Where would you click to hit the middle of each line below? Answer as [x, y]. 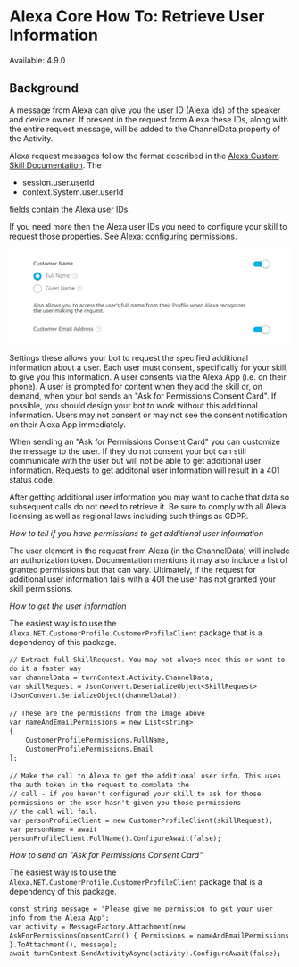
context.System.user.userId [73, 192]
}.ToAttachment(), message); [63, 945]
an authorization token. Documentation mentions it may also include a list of [149, 559]
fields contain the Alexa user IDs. [70, 209]
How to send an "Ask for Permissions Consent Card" [106, 854]
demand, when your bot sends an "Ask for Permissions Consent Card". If [143, 396]
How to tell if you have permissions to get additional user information [137, 533]
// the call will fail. [54, 811]
